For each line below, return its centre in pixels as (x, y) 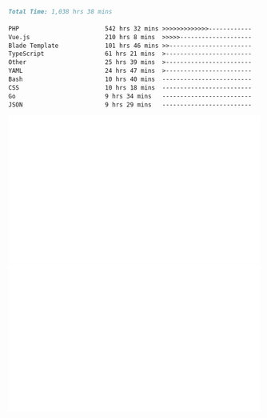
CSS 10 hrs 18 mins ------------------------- (130, 87)
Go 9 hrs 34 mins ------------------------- (130, 96)
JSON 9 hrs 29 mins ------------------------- (130, 104)
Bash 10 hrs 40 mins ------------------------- (130, 79)
